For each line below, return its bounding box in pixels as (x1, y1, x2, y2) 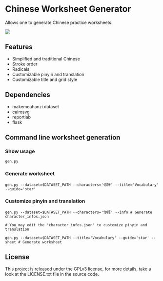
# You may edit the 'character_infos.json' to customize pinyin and (5, 222, 147, 227)
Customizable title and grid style (12, 77, 78, 82)
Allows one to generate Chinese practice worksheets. (5, 20, 113, 25)
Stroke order (12, 61, 38, 67)
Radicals (12, 66, 30, 72)
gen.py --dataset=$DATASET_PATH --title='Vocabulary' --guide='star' (5, 235, 150, 240)
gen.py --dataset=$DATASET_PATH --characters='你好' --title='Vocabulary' (5, 182, 159, 187)
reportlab (12, 114, 31, 120)
